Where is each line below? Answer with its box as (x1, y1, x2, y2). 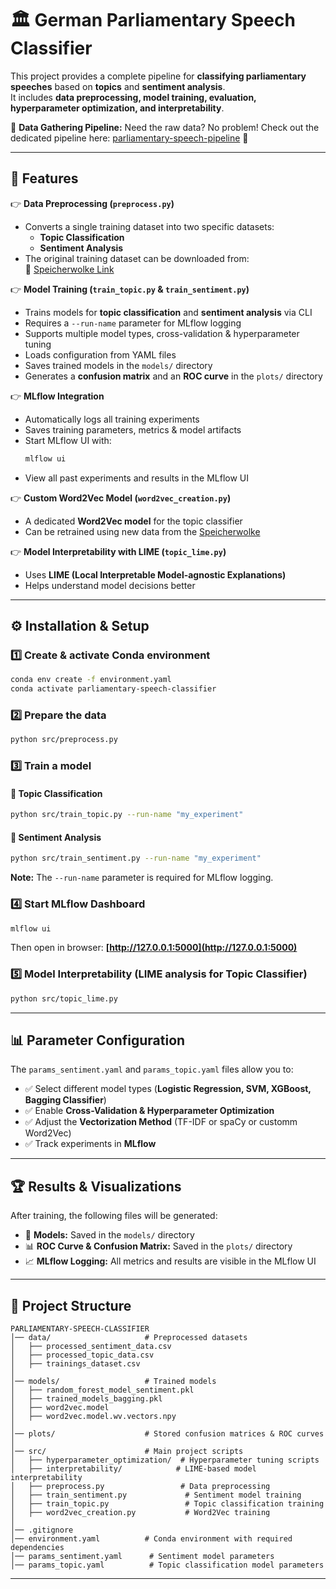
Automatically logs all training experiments (24, 413, 200, 425)
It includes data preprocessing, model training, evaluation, (10, 91, 257, 103)
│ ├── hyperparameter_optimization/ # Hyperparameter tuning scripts (10, 1455, 320, 1466)
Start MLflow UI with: (24, 434, 112, 446)
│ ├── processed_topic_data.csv (10, 1350, 155, 1361)
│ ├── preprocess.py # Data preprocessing (10, 1482, 271, 1492)
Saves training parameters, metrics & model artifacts (24, 423, 242, 436)
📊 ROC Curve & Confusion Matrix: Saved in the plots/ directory (24, 1240, 293, 1252)
